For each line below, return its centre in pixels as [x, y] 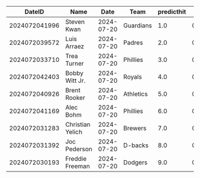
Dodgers [135, 162]
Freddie [76, 159]
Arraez [75, 46]
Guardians [137, 25]
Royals [132, 77]
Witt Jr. [75, 81]
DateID [35, 12]
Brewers [135, 128]
